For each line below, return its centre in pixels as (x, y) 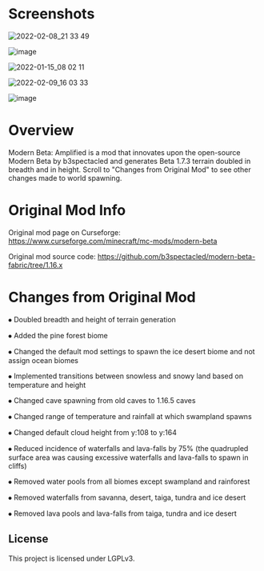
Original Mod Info (67, 211)
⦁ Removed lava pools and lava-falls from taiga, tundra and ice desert (123, 513)
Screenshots (52, 14)
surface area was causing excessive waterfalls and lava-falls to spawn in (128, 457)
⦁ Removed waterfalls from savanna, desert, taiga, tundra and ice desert (127, 497)
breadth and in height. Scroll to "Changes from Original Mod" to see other (130, 170)
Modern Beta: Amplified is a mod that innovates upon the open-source (124, 152)
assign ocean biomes (43, 360)
